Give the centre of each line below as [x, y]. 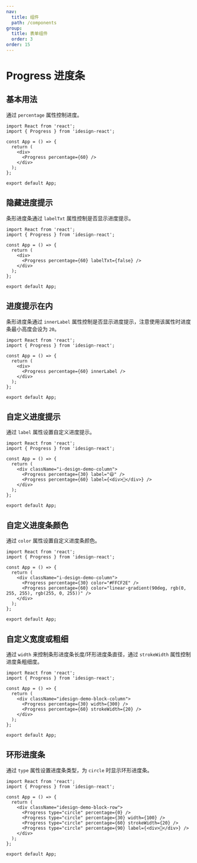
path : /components [34, 23]
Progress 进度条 [46, 76]
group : [14, 28]
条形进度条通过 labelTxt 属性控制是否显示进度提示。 [70, 218]
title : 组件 [25, 17]
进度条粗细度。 [24, 661]
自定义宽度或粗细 [37, 639]
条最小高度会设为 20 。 [33, 329]
